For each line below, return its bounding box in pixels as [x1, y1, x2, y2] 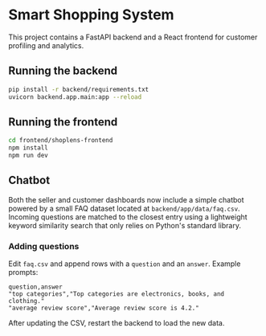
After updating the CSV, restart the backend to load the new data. [8, 318, 225, 328]
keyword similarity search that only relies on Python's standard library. [8, 220, 241, 230]
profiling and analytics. [8, 40, 84, 50]
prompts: [8, 268, 39, 277]
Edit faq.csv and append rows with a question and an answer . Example [8, 259, 241, 268]
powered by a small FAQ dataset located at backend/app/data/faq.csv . [8, 203, 240, 213]
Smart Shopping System [8, 6, 174, 24]
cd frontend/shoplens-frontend [8, 137, 113, 145]
